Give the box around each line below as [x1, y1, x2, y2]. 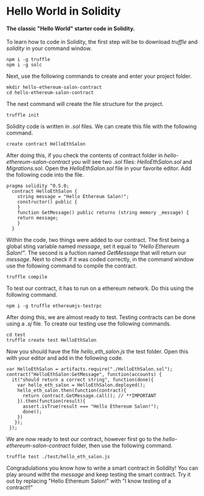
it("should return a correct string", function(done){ [12, 377, 154, 383]
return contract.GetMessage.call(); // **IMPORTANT [22, 393, 157, 399]
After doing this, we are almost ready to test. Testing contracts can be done [6, 314, 196, 321]
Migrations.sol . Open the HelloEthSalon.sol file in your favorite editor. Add [6, 165, 192, 172]
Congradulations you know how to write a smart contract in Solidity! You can [6, 464, 199, 472]
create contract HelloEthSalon [6, 141, 86, 147]
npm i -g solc [6, 62, 43, 68]
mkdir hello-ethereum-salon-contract [6, 84, 102, 91]
